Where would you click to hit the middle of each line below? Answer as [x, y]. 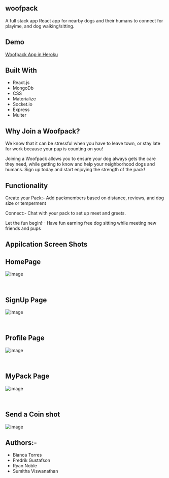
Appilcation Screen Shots [46, 244]
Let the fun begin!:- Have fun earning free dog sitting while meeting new [81, 223]
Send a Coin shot [33, 415]
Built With [21, 71]
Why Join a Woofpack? [43, 131]
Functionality [27, 185]
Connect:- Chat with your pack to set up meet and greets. [65, 213]
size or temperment [26, 203]
